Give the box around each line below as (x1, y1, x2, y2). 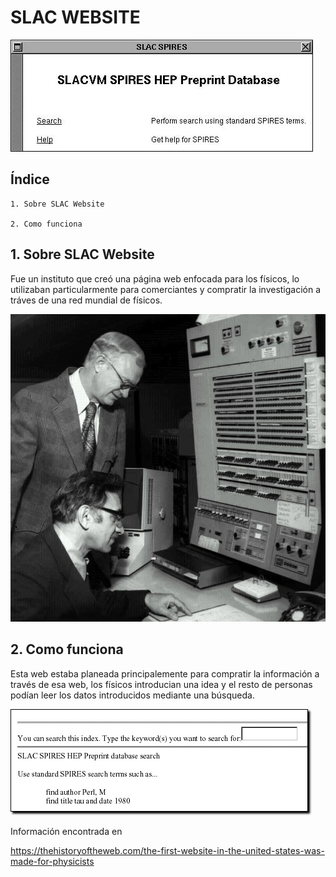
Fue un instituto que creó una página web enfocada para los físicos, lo (10, 272, 300, 285)
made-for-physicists (10, 855, 95, 867)
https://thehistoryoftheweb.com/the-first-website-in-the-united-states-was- (10, 844, 325, 856)
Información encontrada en (10, 825, 123, 837)
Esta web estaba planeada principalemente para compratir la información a (10, 667, 320, 680)
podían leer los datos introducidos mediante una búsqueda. (10, 689, 255, 701)
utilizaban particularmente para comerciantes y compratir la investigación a (10, 283, 322, 295)
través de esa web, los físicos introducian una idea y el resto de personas (10, 678, 313, 690)
